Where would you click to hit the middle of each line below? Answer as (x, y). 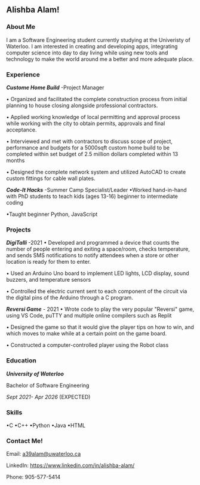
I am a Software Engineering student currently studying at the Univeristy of (99, 40)
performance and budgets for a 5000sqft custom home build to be (88, 147)
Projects (19, 230)
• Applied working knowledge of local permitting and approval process (93, 117)
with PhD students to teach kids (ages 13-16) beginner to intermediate (92, 196)
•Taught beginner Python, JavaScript (52, 214)
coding (15, 202)
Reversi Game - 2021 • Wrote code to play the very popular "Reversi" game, (100, 309)
